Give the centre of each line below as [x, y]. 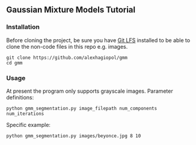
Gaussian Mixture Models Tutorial [71, 10]
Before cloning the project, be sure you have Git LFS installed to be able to [98, 40]
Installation [23, 27]
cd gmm [14, 63]
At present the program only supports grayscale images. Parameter [90, 91]
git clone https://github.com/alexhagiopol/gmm [67, 57]
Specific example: [29, 125]
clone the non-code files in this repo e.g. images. [67, 46]
